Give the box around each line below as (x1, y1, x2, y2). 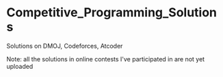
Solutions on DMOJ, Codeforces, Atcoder (6, 42, 123, 50)
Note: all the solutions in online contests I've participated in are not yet (6, 55, 205, 63)
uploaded (6, 62, 34, 70)
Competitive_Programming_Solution (6, 5, 217, 20)
